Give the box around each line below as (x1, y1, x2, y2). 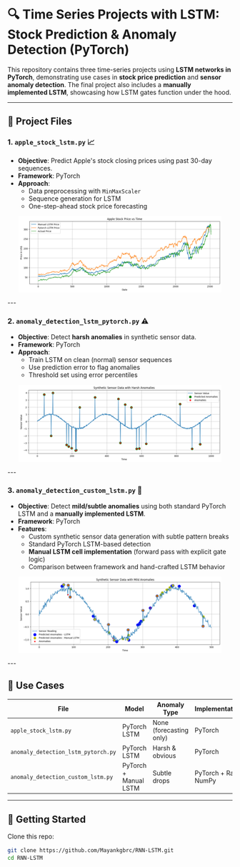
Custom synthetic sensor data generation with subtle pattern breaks (28, 532, 229, 541)
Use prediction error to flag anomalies (28, 363, 141, 371)
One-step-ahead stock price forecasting (28, 201, 148, 210)
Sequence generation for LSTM (28, 194, 121, 203)
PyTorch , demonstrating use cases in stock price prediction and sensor (7, 73, 221, 81)
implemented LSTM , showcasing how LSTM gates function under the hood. (7, 88, 231, 96)
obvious (152, 751, 176, 760)
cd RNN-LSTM (7, 855, 43, 862)
